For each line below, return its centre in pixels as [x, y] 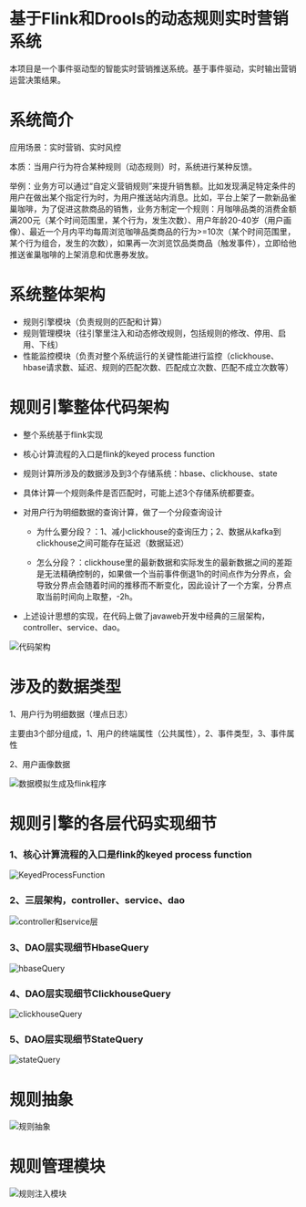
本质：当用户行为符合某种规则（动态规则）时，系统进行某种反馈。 [133, 166]
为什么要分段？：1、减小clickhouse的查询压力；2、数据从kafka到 [159, 531]
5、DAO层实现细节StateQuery [76, 1039]
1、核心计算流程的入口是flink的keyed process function [131, 854]
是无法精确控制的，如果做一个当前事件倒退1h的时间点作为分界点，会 [164, 573]
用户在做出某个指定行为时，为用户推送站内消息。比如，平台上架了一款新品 [149, 197]
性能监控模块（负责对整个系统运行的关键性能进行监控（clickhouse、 [151, 356]
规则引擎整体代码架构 [90, 408]
